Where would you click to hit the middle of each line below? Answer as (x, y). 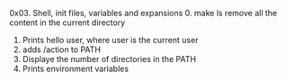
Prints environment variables (75, 68)
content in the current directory (67, 22)
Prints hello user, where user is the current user (110, 40)
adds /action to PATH (62, 49)
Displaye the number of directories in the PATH (109, 59)
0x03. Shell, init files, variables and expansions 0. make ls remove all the (143, 13)
